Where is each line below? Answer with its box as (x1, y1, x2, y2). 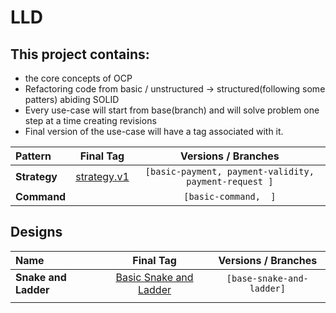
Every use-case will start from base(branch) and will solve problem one (24, 104, 320, 116)
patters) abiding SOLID (24, 94, 120, 105)
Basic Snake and (115, 270, 194, 284)
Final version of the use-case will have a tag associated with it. (24, 126, 284, 137)
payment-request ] (186, 176, 274, 187)
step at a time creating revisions (24, 115, 157, 126)
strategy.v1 (75, 170, 130, 183)
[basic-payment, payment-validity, (144, 166, 315, 177)
